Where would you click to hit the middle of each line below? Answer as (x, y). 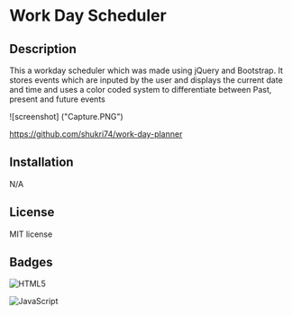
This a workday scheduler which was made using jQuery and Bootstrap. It (146, 70)
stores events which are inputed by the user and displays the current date (146, 80)
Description (43, 49)
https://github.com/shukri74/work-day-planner (96, 134)
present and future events (57, 99)
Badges (31, 262)
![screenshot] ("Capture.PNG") (66, 117)
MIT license (31, 234)
